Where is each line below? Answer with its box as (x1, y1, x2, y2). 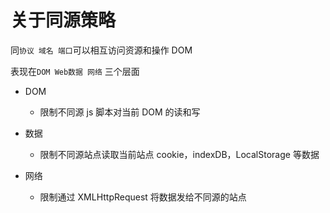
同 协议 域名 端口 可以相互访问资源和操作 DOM (10, 44, 193, 56)
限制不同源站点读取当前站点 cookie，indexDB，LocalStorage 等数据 (39, 148, 320, 160)
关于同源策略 (10, 9, 117, 32)
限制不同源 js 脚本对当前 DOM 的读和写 (39, 106, 201, 118)
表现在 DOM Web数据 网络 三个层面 (10, 65, 140, 77)
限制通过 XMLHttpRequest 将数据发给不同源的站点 (39, 191, 247, 203)
